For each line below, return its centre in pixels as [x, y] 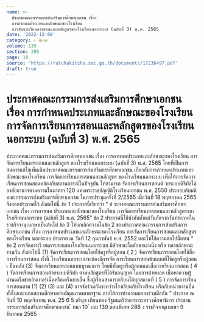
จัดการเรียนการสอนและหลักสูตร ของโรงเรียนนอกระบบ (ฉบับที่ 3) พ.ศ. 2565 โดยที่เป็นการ [97, 163]
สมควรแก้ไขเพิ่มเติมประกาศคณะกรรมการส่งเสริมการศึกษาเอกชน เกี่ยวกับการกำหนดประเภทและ [100, 170]
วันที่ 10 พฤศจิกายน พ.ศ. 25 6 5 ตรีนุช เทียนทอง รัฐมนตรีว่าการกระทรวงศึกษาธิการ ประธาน [99, 300]
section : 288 [23, 52]
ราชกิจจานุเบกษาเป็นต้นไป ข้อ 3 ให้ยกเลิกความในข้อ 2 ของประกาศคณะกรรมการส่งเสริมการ [97, 225]
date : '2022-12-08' [31, 35]
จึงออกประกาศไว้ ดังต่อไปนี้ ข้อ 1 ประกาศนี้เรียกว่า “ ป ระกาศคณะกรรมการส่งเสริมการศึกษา [96, 204]
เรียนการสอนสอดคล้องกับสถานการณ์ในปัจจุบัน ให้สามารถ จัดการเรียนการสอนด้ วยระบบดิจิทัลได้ [101, 184]
